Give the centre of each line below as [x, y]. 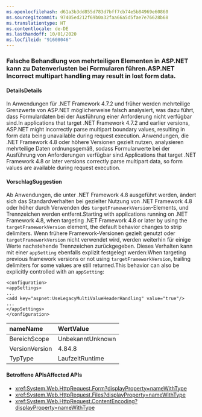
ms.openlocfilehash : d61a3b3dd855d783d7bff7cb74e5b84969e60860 [87, 12]
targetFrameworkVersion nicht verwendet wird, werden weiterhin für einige [99, 240]
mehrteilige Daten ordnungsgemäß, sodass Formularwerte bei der [88, 149]
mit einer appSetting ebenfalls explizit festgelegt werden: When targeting [96, 252]
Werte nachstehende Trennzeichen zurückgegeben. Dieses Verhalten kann [99, 246]
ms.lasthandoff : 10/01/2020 [42, 34]
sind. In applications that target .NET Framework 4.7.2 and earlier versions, [98, 123]
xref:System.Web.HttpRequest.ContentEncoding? [76, 401]
